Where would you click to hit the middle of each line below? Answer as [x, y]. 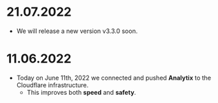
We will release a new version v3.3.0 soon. [77, 31]
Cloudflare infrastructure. [52, 85]
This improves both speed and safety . [81, 92]
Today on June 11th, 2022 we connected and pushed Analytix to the [114, 78]
